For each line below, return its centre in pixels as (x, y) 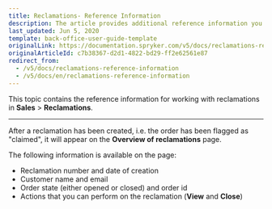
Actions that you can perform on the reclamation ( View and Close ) (131, 196)
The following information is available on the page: (92, 155)
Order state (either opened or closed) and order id (104, 187)
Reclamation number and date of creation (89, 170)
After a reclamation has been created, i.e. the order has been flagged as (129, 131)
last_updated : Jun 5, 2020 (54, 31)
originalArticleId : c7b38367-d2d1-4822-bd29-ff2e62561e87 (108, 53)
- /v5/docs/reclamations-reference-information (98, 69)
